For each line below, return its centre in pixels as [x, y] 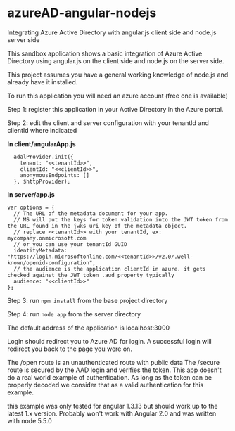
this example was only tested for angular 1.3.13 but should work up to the [113, 406]
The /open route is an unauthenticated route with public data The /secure [114, 362]
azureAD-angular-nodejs [82, 13]
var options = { [31, 207]
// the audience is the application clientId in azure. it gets [110, 269]
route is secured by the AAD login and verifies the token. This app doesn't [114, 370]
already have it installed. [43, 82]
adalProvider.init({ [44, 157]
